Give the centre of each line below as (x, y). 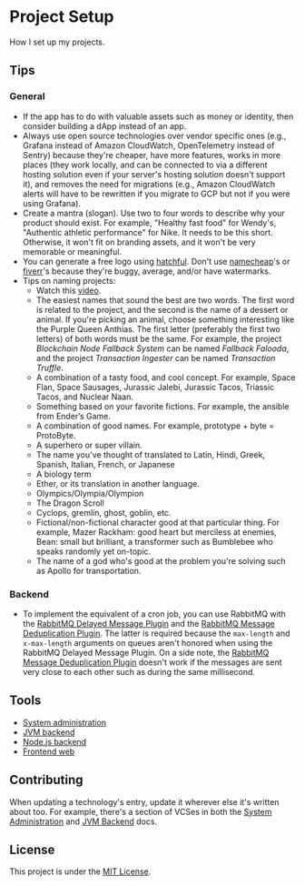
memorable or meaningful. (72, 251)
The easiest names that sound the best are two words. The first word (165, 300)
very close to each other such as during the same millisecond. (139, 671)
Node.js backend (54, 741)
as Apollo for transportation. (89, 570)
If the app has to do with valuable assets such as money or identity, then (158, 116)
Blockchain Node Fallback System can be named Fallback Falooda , (162, 348)
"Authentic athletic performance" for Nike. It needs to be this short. (148, 232)
